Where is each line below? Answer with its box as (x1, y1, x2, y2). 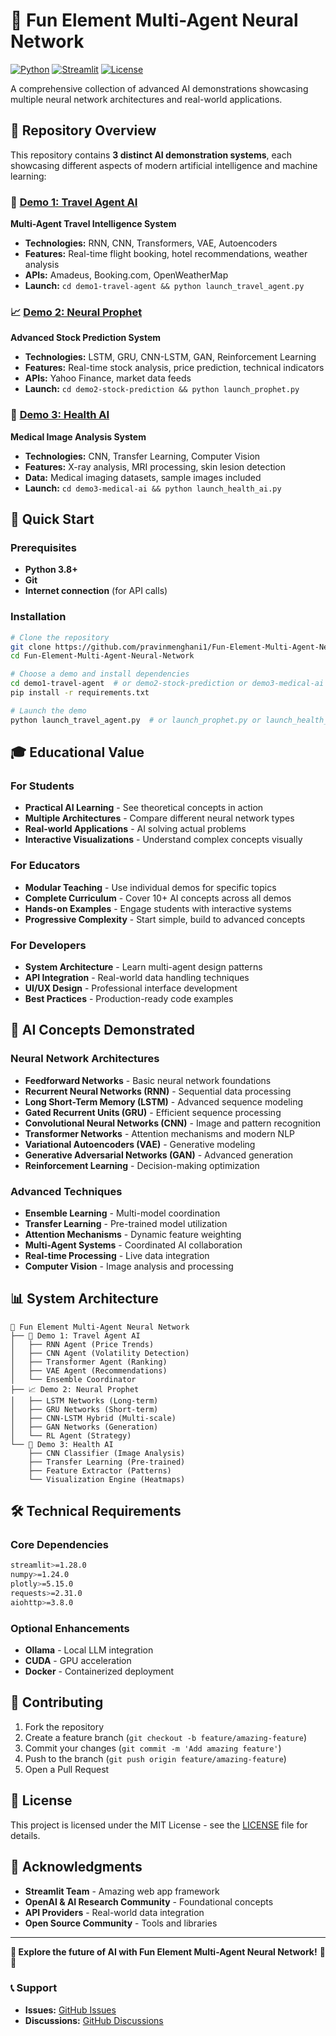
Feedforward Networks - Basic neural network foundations (24, 1074, 272, 1086)
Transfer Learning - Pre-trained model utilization (24, 1217, 228, 1229)
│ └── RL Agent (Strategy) (10, 1430, 132, 1441)
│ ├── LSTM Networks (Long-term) (10, 1395, 159, 1406)
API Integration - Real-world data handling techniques (24, 971, 250, 983)
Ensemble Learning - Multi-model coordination (24, 1207, 221, 1219)
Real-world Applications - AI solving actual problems (24, 823, 247, 835)
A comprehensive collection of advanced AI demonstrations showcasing (10, 82, 309, 94)
